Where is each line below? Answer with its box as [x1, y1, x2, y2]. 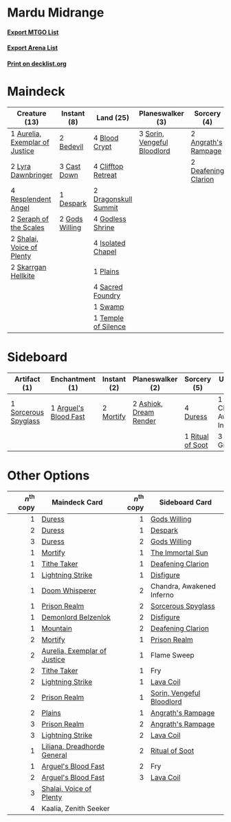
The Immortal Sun [150, 548, 208, 557]
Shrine [93, 223, 115, 232]
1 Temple [93, 313, 124, 322]
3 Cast [59, 161, 81, 171]
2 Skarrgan [10, 262, 47, 271]
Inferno [150, 590, 174, 600]
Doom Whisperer [41, 586, 96, 595]
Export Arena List [7, 43, 58, 52]
